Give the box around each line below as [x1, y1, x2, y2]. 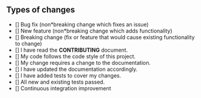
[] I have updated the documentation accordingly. [14, 66, 138, 73]
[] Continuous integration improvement [14, 84, 111, 92]
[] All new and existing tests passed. [14, 78, 105, 85]
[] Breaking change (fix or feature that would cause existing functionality [14, 33, 195, 41]
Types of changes [6, 5, 75, 15]
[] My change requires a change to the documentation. [14, 59, 151, 66]
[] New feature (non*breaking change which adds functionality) [14, 27, 173, 34]
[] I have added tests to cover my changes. [14, 72, 122, 79]
